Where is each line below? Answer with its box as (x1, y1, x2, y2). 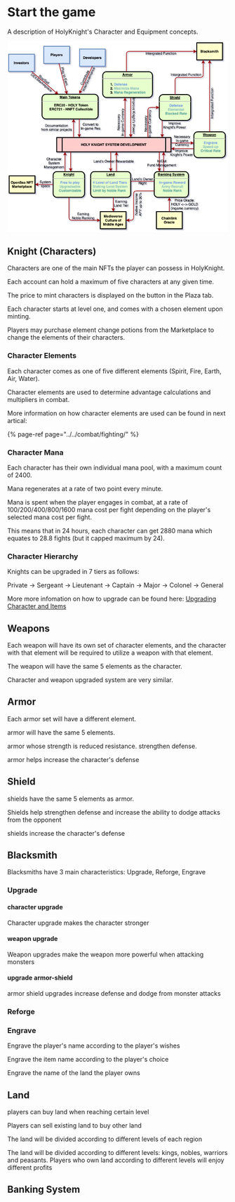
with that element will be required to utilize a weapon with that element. (7, 648, 213, 657)
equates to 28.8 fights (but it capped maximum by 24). (7, 534, 165, 542)
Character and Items (7, 602, 67, 610)
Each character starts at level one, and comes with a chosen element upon (7, 305, 223, 313)
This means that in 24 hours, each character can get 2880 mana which (7, 526, 213, 535)
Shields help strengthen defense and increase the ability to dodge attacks (7, 808, 221, 816)
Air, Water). (7, 374, 40, 382)
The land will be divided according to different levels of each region (7, 1135, 202, 1144)
